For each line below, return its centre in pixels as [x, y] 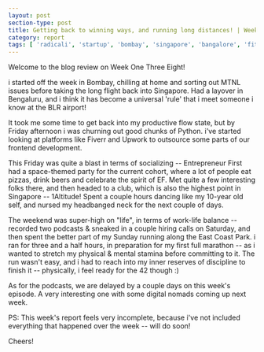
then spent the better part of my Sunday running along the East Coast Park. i [132, 237]
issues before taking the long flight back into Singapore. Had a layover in [126, 91]
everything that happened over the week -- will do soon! [99, 326]
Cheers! [21, 341]
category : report [37, 37]
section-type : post [40, 23]
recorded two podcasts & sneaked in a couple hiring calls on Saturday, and [129, 228]
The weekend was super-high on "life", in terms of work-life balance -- [123, 220]
